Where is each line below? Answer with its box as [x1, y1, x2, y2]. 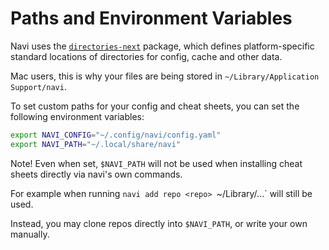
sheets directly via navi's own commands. [10, 168, 183, 180]
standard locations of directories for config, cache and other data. [10, 50, 283, 62]
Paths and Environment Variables [10, 7, 293, 30]
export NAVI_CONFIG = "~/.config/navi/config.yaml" [10, 130, 222, 140]
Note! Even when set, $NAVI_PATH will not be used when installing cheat [10, 157, 303, 169]
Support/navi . [10, 80, 67, 92]
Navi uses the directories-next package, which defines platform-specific [10, 40, 315, 52]
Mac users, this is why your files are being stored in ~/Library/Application [10, 70, 320, 82]
